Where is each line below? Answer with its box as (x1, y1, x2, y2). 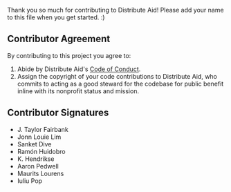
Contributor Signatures (7, 107, 109, 119)
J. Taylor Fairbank (17, 125, 69, 133)
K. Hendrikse (17, 155, 55, 163)
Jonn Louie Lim (17, 133, 62, 141)
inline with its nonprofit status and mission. (17, 86, 140, 95)
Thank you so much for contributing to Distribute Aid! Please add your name (7, 6, 224, 14)
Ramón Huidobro (17, 147, 66, 155)
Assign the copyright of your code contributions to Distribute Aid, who (17, 72, 218, 80)
